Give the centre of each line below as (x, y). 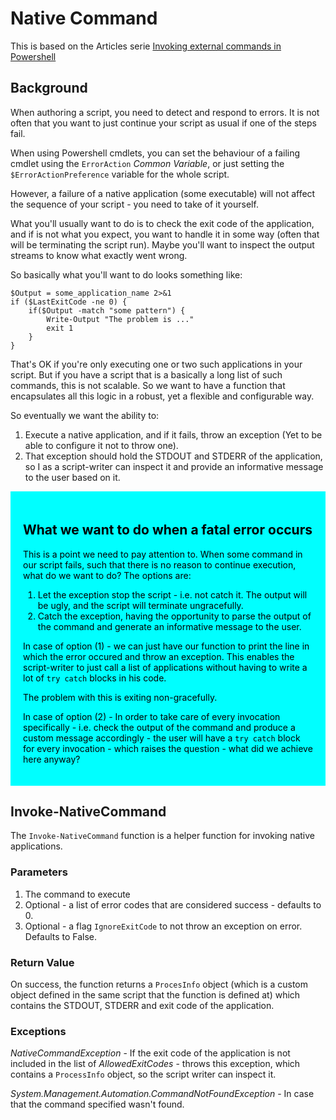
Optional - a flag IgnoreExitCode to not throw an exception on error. (163, 926)
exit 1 (60, 328)
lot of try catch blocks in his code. (95, 678)
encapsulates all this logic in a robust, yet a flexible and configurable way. (162, 396)
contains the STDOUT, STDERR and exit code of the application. (142, 1005)
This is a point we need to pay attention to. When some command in (163, 554)
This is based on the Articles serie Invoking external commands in (146, 46)
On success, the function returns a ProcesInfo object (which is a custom (159, 984)
